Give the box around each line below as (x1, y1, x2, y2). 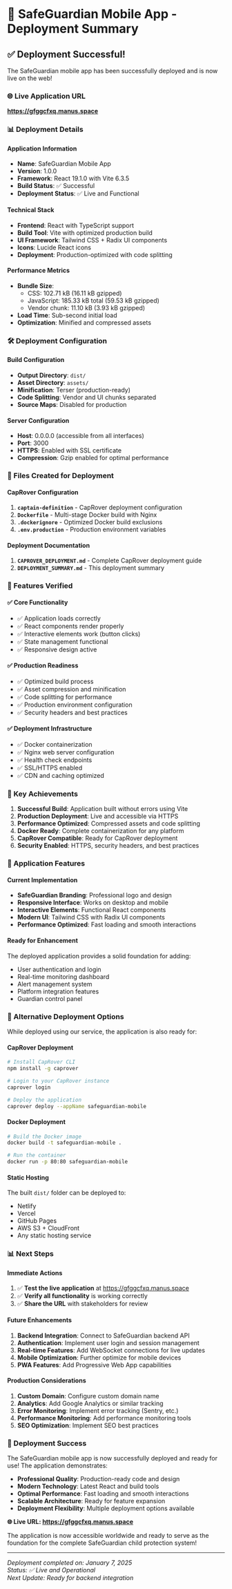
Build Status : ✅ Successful (17, 182, 95, 190)
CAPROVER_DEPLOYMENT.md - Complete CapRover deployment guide (17, 556, 202, 565)
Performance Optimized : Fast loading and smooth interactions (17, 920, 197, 929)
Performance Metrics (7, 266, 70, 275)
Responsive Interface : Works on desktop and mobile (17, 898, 169, 907)
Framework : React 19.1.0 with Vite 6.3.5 (17, 174, 130, 182)
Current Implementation (7, 875, 78, 884)
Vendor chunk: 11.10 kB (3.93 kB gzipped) (27, 303, 146, 312)
